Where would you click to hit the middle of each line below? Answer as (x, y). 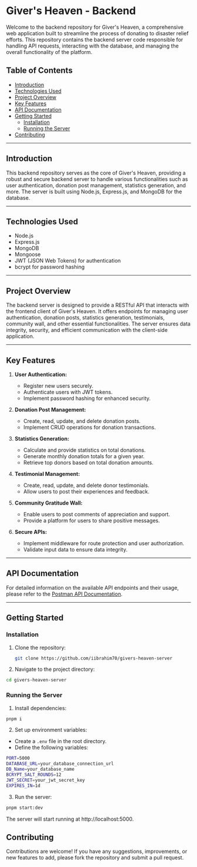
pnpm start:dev (25, 808)
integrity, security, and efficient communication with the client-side (87, 330)
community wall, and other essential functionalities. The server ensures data (98, 324)
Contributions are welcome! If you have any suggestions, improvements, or (97, 851)
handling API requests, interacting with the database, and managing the (92, 46)
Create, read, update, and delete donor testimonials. (86, 485)
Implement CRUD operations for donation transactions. (90, 427)
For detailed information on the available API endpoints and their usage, (92, 587)
